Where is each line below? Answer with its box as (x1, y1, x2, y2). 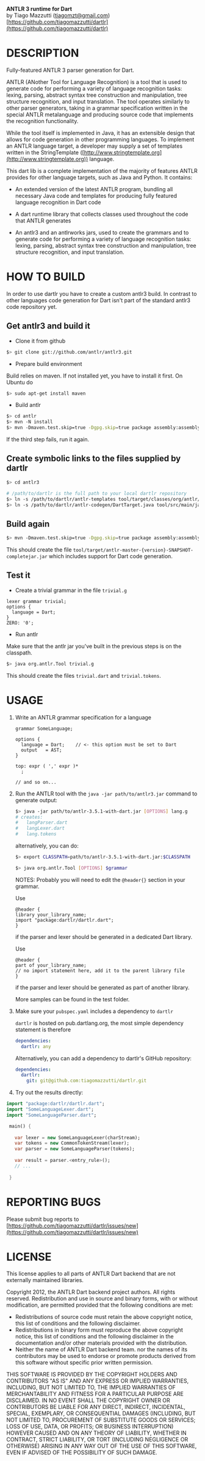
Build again (6, 518, 50, 529)
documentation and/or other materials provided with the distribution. (15, 1339, 187, 1347)
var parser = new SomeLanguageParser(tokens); (14, 1146, 135, 1152)
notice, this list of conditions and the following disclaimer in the (15, 1333, 174, 1340)
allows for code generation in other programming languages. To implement (6, 135, 195, 143)
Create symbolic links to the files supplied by (6, 453, 181, 464)
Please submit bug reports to (6, 1215, 79, 1223)
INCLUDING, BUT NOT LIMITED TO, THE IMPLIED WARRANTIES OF (6, 1384, 176, 1391)
